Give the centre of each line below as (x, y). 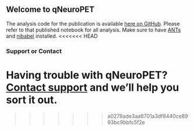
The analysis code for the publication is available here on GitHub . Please (93, 23)
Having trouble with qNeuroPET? (87, 75)
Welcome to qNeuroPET (50, 10)
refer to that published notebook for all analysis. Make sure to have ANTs (94, 30)
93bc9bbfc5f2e (126, 122)
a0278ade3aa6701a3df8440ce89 (148, 116)
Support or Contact (34, 51)
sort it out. (32, 100)
